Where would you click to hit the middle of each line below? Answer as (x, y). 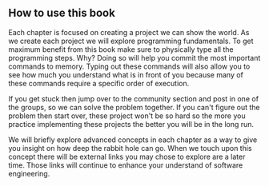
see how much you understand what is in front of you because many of (126, 74)
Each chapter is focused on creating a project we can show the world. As (129, 32)
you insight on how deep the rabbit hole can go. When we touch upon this (130, 148)
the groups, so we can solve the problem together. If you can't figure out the (134, 107)
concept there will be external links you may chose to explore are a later (127, 156)
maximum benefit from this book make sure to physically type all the (121, 49)
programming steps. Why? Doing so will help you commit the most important (134, 57)
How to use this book (62, 13)
